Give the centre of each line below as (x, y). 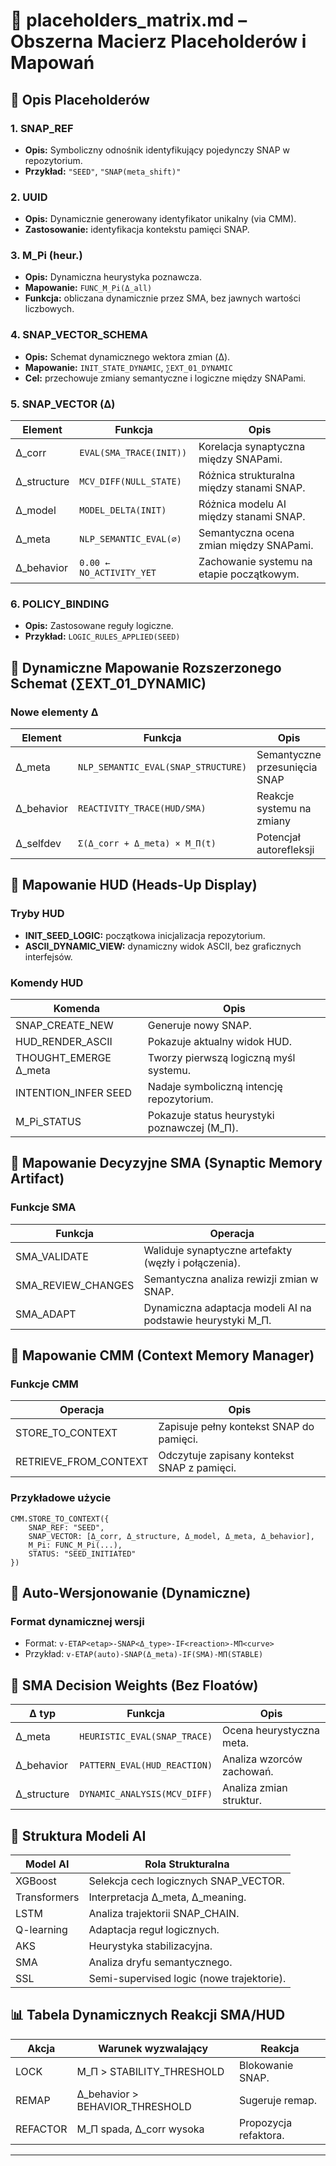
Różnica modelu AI (242, 504)
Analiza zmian (255, 1788)
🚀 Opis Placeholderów (80, 99)
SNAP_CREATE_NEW (64, 1026)
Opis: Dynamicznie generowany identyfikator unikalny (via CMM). (160, 219)
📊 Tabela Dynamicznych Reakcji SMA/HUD (148, 2015)
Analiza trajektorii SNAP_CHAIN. (164, 1914)
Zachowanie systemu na (255, 562)
